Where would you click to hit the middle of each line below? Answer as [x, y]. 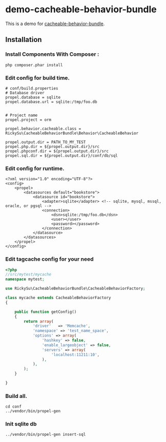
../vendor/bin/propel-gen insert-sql [46, 435]
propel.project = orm [28, 120]
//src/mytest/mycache [28, 275]
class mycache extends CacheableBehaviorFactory [58, 298]
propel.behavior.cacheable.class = [43, 129]
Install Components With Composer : [52, 54]
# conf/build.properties [32, 88]
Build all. [16, 396]
